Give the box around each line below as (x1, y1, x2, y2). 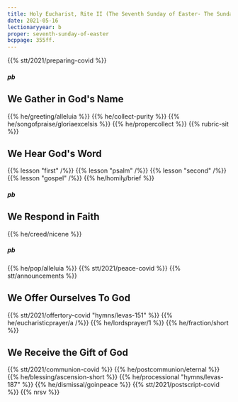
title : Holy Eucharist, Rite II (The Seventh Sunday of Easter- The (7, 10, 214, 18)
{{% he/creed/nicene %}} (7, 229, 82, 238)
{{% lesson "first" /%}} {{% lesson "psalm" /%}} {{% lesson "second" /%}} (7, 166, 227, 175)
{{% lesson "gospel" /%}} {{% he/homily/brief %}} (7, 174, 154, 183)
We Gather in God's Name (7, 93, 124, 105)
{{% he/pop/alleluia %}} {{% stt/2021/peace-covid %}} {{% (7, 264, 181, 272)
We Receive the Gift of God (7, 346, 129, 359)
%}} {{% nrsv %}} (7, 388, 60, 396)
